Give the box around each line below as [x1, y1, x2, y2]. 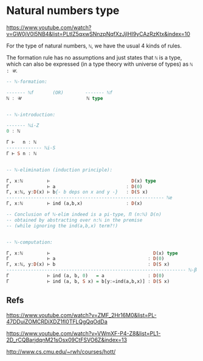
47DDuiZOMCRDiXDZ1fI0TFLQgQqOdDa [6, 318, 108, 325]
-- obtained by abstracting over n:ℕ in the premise [6, 217, 143, 223]
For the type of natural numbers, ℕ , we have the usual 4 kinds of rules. [6, 42, 182, 49]
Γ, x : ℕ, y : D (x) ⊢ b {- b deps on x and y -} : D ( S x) [6, 189, 148, 195]
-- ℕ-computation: [6, 239, 53, 245]
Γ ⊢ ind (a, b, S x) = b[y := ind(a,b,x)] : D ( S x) [6, 278, 170, 284]
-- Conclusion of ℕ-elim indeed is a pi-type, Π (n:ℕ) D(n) [6, 211, 162, 218]
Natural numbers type [6, 4, 120, 18]
